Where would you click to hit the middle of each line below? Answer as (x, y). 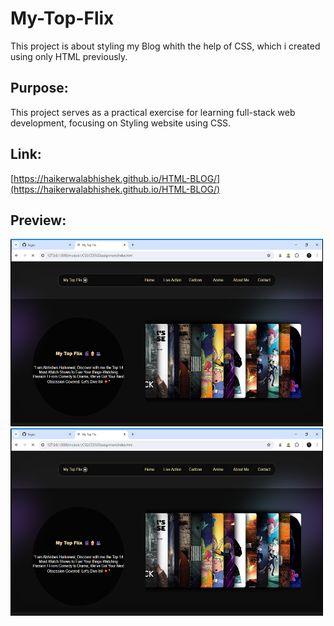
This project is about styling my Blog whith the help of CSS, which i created (165, 46)
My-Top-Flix (62, 18)
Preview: (38, 220)
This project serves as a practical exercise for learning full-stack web (153, 112)
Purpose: (39, 88)
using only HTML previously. (69, 56)
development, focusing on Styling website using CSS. (121, 123)
